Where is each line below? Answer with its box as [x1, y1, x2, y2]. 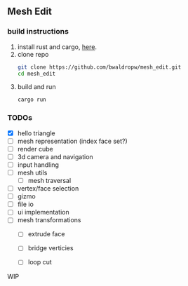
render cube [17, 144, 54, 153]
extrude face [27, 230, 65, 238]
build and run [17, 83, 56, 91]
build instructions [7, 27, 69, 36]
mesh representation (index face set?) [17, 137, 128, 145]
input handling [17, 161, 60, 169]
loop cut [27, 258, 53, 266]
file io [17, 200, 34, 209]
